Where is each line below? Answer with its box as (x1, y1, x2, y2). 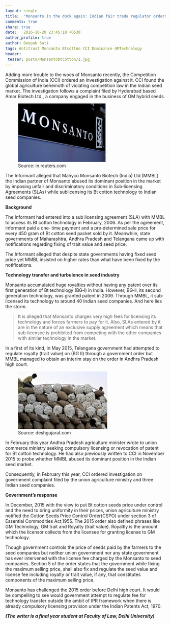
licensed (5, 298, 23, 304)
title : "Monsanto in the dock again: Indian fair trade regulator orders (5, 13, 167, 19)
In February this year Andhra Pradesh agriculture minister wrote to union (5, 440, 157, 446)
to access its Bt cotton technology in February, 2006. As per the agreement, (5, 219, 164, 225)
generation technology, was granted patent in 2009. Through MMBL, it (5, 292, 153, 298)
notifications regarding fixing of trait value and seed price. (5, 241, 127, 247)
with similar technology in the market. (17, 335, 97, 341)
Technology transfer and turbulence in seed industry (5, 271, 120, 278)
